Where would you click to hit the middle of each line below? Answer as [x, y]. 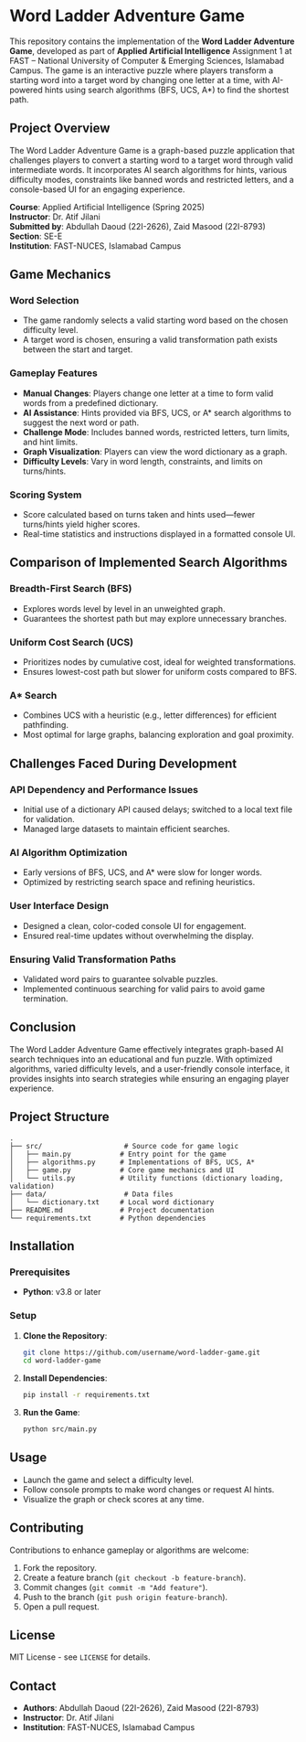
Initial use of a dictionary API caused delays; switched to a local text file [158, 809]
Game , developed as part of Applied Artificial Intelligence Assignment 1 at [151, 50]
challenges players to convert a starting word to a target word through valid [152, 160]
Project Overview [60, 128]
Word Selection [44, 301]
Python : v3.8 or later [62, 1292]
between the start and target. [78, 349]
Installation [42, 1246]
